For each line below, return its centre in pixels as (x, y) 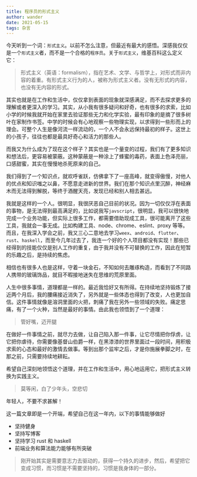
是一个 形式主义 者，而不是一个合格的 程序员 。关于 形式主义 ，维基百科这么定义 (94, 53)
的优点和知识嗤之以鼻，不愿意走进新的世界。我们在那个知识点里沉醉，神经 (96, 184)
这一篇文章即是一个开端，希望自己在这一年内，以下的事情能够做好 (86, 414)
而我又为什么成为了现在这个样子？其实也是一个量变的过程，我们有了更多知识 (98, 149)
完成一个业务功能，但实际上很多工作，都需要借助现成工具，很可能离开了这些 (98, 218)
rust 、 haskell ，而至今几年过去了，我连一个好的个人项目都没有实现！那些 (95, 240)
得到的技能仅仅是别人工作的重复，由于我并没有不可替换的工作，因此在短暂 (101, 248)
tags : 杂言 (18, 28)
